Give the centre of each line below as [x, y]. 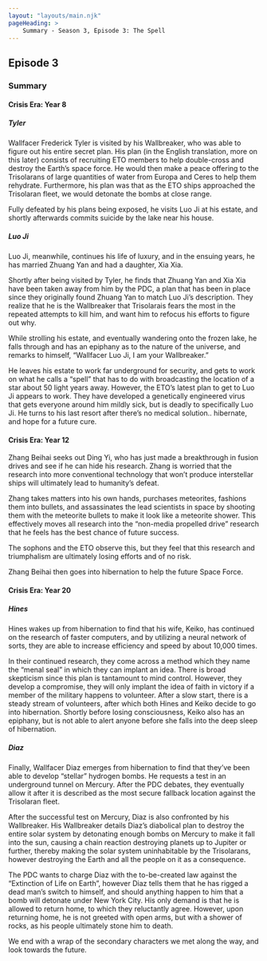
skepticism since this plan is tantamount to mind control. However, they [125, 678]
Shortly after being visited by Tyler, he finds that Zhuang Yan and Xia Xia [127, 280]
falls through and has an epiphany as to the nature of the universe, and [124, 347]
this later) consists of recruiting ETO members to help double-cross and [126, 160]
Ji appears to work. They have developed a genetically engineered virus [127, 396]
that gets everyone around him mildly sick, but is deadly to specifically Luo [131, 405]
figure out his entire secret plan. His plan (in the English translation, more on [133, 152]
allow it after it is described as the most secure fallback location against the [132, 792]
